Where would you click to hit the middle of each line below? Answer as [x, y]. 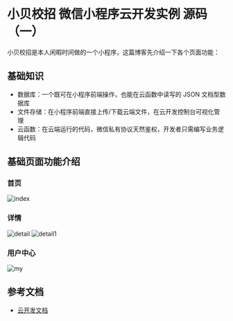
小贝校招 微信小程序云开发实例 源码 [107, 14]
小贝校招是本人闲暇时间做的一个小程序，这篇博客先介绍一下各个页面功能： [113, 52]
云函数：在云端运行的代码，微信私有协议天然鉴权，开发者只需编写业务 [118, 129]
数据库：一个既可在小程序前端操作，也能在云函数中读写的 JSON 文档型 [118, 94]
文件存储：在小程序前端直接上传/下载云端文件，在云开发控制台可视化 [115, 111]
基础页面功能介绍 [44, 162]
